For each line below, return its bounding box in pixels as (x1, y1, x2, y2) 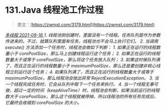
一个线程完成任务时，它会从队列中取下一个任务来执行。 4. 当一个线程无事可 (5, 81, 159, 87)
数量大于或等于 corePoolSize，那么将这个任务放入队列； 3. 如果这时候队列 (5, 56, 156, 62)
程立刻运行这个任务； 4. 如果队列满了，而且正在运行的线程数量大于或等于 (5, 69, 154, 75)
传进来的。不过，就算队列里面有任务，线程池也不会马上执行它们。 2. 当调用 (5, 38, 159, 44)
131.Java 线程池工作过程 (5, 4, 104, 16)
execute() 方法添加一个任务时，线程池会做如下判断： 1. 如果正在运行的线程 (5, 44, 156, 50)
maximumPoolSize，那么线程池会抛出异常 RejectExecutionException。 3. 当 (5, 75, 159, 81)
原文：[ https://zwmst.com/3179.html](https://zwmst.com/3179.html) (17, 22, 155, 27)
